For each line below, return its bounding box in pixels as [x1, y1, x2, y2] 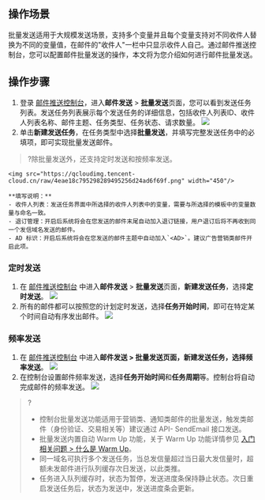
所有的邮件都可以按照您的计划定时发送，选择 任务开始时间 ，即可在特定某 [19, 301, 255, 311]
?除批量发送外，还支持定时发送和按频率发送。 [27, 153, 177, 164]
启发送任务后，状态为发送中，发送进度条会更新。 [39, 483, 199, 493]
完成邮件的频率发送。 [19, 382, 89, 392]
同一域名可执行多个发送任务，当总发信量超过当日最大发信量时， [39, 454, 247, 464]
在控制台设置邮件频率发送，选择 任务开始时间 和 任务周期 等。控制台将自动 [19, 373, 255, 382]
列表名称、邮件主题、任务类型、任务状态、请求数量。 [26, 117, 200, 127]
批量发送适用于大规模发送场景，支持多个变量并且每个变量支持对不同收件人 [8, 30, 250, 40]
